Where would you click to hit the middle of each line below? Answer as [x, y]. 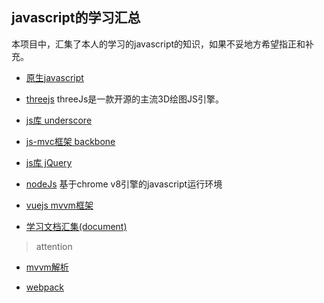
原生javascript [54, 77]
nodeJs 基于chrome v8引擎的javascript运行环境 [124, 184]
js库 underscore [59, 120]
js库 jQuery [49, 162]
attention [54, 246]
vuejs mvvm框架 [59, 205]
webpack [44, 287]
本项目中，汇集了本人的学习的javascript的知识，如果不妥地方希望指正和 [158, 44]
